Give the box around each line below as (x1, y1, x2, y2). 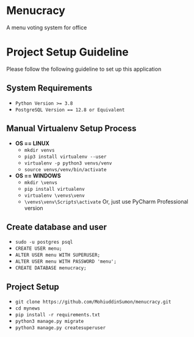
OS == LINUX (15, 140, 50, 147)
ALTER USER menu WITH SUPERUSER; (15, 252, 101, 258)
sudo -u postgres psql (15, 239, 73, 246)
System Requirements (6, 83, 93, 93)
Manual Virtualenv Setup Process (6, 123, 137, 134)
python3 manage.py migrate (15, 318, 84, 325)
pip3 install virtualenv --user (24, 154, 107, 160)
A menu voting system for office (6, 24, 87, 31)
